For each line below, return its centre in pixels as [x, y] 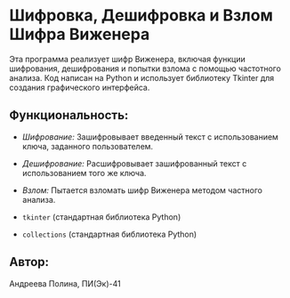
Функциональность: [69, 115]
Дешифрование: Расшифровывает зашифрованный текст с [134, 163]
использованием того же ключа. [84, 173]
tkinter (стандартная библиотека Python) [101, 217]
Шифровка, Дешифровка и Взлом [141, 16]
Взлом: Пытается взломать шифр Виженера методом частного [142, 190]
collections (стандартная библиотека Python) [109, 234]
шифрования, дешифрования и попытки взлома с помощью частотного [145, 68]
